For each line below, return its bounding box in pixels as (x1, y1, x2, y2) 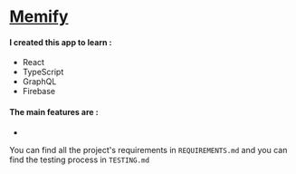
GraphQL (22, 76, 57, 87)
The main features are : (9, 106, 99, 117)
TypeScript (22, 66, 64, 78)
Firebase (22, 86, 56, 97)
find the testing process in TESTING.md (9, 154, 150, 165)
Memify (9, 6, 69, 27)
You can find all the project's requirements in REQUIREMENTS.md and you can (9, 144, 288, 155)
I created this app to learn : (9, 36, 112, 47)
